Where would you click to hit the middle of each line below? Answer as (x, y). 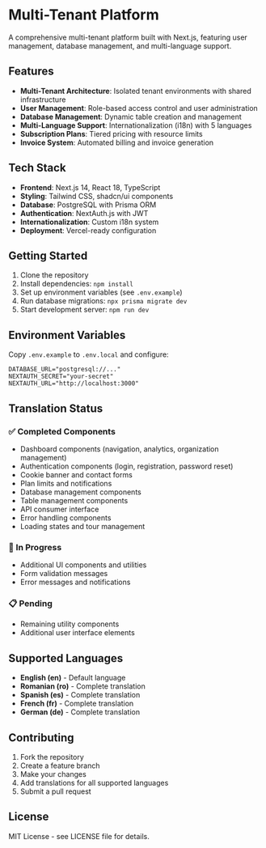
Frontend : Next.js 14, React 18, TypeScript (90, 187)
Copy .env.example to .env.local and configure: (89, 354)
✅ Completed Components (62, 431)
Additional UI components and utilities (83, 565)
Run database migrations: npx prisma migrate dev (103, 301)
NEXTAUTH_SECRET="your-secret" (61, 377)
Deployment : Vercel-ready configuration (88, 230)
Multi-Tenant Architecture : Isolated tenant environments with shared (136, 91)
